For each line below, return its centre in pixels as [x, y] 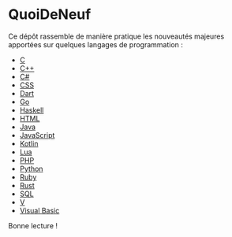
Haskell [32, 110]
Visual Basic [39, 210]
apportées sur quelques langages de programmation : [96, 44]
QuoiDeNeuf [50, 15]
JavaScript [37, 135]
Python [31, 168]
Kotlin [29, 143]
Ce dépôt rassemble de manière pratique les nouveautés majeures [116, 36]
